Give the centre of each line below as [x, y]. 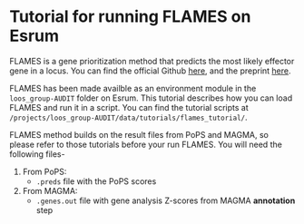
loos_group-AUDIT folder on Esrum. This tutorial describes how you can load [151, 98]
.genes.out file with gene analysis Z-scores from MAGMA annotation [166, 200]
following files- [37, 154]
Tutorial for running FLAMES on [130, 17]
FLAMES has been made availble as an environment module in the [133, 88]
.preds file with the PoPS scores [96, 181]
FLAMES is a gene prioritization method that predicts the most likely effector [152, 61]
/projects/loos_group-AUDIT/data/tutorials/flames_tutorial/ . [128, 117]
